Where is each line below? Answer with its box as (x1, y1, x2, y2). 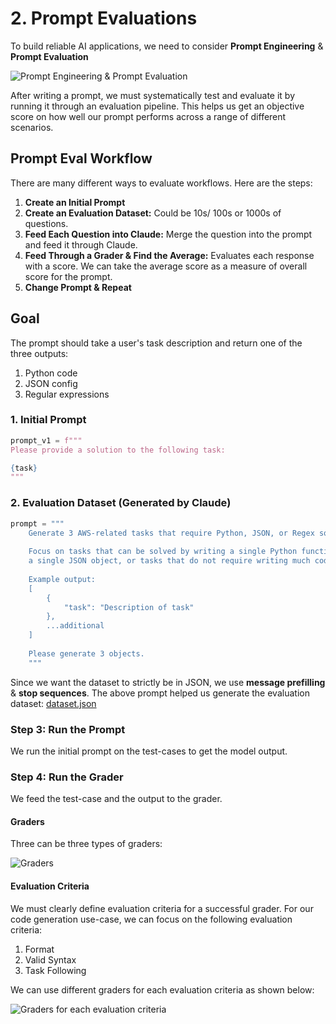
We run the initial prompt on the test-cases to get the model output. (10, 745, 288, 757)
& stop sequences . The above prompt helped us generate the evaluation (10, 687, 310, 699)
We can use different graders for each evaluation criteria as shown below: (10, 983, 315, 996)
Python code (24, 367, 78, 379)
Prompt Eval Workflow (10, 150, 153, 167)
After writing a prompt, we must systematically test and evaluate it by (10, 89, 295, 101)
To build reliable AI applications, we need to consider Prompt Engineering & (10, 40, 324, 52)
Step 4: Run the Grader (10, 770, 124, 784)
